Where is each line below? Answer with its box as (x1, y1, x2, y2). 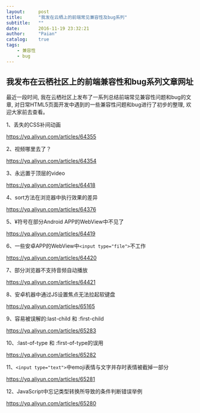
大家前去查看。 (11, 109, 48, 116)
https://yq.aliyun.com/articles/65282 (6, 352, 97, 359)
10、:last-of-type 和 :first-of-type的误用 (6, 340, 103, 347)
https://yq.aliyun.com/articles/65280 (6, 400, 97, 407)
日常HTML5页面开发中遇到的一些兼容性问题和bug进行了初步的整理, (19, 101, 185, 108)
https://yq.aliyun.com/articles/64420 (6, 254, 97, 261)
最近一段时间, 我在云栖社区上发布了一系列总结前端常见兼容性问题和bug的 (6, 94, 186, 101)
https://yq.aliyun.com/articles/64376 (6, 206, 97, 213)
